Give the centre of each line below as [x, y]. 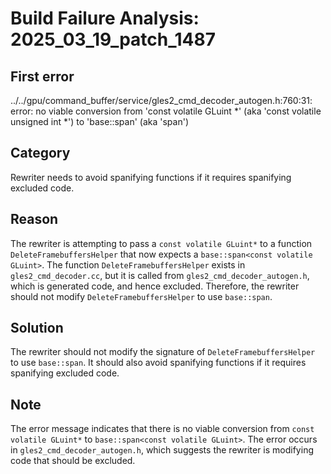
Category [40, 153]
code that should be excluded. [73, 461]
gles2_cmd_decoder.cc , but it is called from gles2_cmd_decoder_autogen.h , [160, 275]
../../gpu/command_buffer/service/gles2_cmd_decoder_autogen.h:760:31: [161, 100]
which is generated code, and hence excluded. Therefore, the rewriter [155, 286]
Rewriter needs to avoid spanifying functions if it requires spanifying [151, 177]
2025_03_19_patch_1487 [113, 39]
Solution [37, 328]
